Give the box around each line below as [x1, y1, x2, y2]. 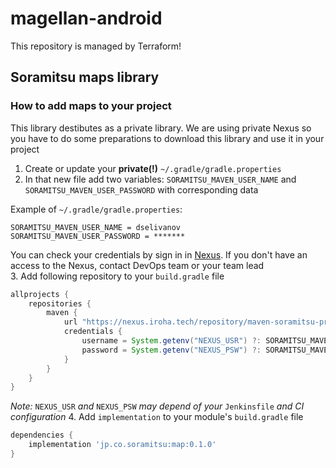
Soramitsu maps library [10, 69, 160, 86]
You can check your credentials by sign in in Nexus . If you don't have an [10, 248, 308, 261]
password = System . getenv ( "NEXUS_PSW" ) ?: [81, 345, 262, 355]
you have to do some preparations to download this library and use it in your [10, 132, 325, 144]
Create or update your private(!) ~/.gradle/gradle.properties [24, 162, 282, 174]
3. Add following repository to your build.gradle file [10, 270, 225, 282]
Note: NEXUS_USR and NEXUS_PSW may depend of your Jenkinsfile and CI [10, 400, 305, 412]
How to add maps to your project [10, 99, 172, 113]
